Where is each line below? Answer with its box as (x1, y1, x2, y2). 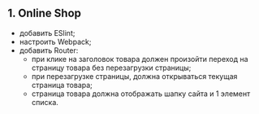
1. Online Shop (7, 7, 82, 20)
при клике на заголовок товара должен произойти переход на (31, 54, 248, 64)
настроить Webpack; (19, 37, 92, 46)
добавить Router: (19, 45, 79, 55)
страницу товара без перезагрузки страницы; (31, 63, 192, 72)
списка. (31, 97, 58, 107)
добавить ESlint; (19, 28, 76, 37)
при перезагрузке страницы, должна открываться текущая (31, 71, 238, 81)
